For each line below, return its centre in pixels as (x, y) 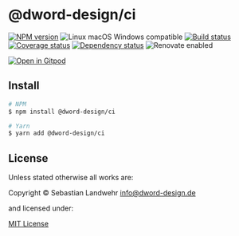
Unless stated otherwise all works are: (71, 178)
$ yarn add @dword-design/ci (57, 133)
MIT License (29, 224)
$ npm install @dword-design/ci (62, 112)
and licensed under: (41, 208)
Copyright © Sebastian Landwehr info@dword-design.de (102, 193)
